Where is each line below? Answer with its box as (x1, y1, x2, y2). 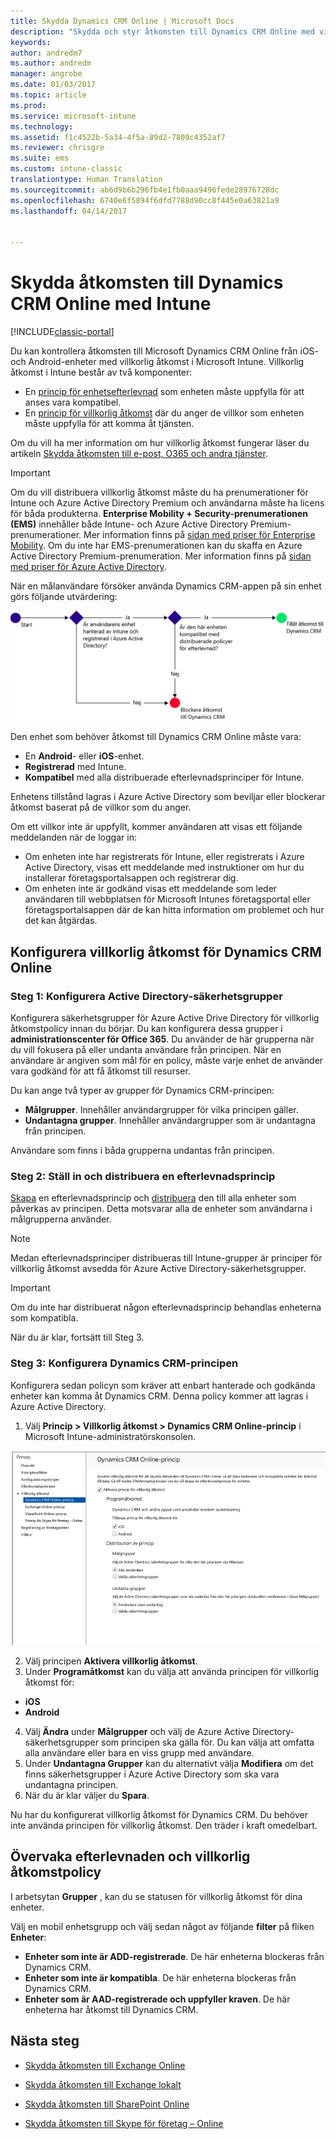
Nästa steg (10, 2033, 80, 2050)
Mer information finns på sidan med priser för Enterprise (83, 529, 316, 541)
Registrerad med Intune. (24, 761, 127, 773)
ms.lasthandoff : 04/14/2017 (10, 206, 128, 216)
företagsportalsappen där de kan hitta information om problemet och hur (24, 904, 325, 916)
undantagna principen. (24, 1778, 119, 1790)
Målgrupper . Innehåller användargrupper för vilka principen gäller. (24, 1103, 299, 1115)
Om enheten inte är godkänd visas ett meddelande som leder (24, 883, 278, 895)
